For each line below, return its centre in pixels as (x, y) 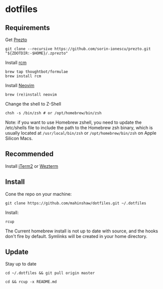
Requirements (27, 28)
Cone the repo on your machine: (38, 194)
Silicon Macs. (19, 138)
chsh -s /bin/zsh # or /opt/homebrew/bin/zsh (53, 113)
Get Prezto (16, 40)
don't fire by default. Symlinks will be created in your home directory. (76, 236)
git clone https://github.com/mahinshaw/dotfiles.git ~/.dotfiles (76, 203)
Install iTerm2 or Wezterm (32, 166)
